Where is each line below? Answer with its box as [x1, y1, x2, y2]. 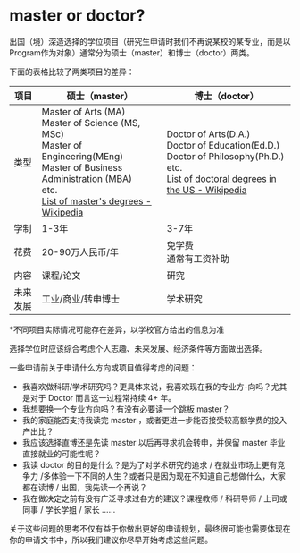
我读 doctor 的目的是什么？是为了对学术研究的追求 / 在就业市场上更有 [21, 459, 278, 470]
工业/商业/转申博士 [41, 293, 121, 305]
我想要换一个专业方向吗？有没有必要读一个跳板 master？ [21, 404, 230, 414]
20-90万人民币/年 [41, 245, 119, 258]
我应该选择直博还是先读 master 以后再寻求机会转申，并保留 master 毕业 [21, 437, 286, 447]
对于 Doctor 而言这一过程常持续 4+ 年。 [29, 392, 177, 403]
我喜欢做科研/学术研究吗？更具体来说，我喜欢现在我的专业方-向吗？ [21, 381, 272, 392]
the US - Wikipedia [166, 183, 247, 196]
